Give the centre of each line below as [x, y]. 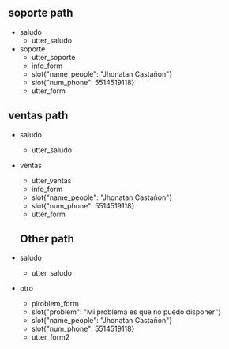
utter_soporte [53, 57]
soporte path [41, 13]
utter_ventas [51, 180]
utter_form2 [51, 337]
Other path [47, 239]
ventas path [38, 116]
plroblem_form [55, 304]
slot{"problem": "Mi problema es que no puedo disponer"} [126, 312]
